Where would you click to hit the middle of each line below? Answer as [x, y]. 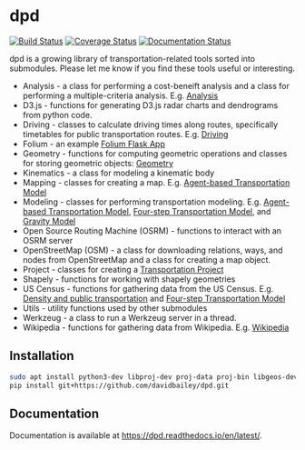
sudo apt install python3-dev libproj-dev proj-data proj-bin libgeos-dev [154, 377]
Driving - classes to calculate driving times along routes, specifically [150, 125]
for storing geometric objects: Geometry [98, 163]
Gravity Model [49, 221]
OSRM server [48, 240]
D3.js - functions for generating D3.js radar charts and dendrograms [150, 105]
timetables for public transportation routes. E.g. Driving [125, 134]
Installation [42, 356]
